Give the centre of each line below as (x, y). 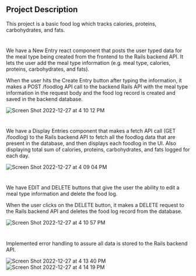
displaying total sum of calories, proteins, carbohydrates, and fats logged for (98, 150)
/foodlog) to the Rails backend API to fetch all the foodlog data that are (91, 137)
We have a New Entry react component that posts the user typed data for (94, 50)
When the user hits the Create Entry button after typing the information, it (94, 80)
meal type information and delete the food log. (62, 194)
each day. (18, 156)
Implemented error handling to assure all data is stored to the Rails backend (97, 243)
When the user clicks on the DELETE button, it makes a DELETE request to (95, 205)
